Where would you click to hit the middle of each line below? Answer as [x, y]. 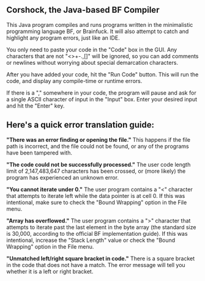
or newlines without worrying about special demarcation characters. [92, 62]
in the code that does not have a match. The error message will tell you [96, 265]
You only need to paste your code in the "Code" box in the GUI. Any [92, 49]
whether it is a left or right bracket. [50, 271]
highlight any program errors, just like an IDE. [63, 38]
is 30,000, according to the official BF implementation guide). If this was [97, 233]
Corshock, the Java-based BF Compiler [83, 10]
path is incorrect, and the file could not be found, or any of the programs [98, 146]
